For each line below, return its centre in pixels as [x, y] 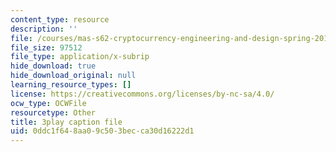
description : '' [44, 29]
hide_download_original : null [73, 76]
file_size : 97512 [46, 47]
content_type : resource [60, 19]
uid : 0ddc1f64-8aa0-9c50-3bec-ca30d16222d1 [102, 131]
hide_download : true [53, 66]
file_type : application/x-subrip [80, 57]
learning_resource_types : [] [71, 85]
